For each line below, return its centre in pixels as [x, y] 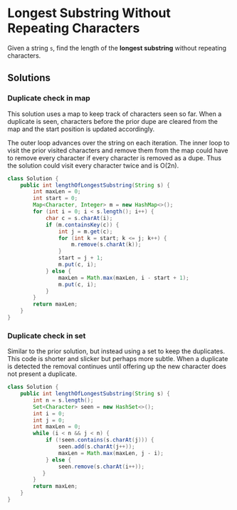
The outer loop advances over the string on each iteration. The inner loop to [118, 142]
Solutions [29, 78]
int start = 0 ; [56, 198]
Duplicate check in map [49, 98]
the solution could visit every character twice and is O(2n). [93, 165]
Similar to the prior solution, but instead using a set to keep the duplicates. [116, 351]
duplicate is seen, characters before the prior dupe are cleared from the [113, 121]
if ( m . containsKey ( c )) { [82, 225]
